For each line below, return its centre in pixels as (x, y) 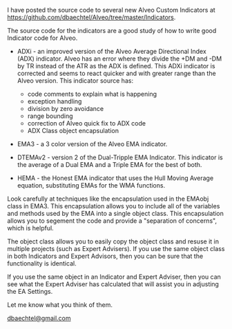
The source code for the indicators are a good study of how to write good (112, 31)
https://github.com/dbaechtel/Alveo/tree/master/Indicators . (91, 17)
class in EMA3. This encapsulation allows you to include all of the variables (114, 206)
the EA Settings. (30, 291)
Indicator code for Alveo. (42, 38)
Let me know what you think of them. (60, 305)
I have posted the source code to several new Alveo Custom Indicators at (111, 10)
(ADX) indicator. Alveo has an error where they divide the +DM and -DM (119, 59)
